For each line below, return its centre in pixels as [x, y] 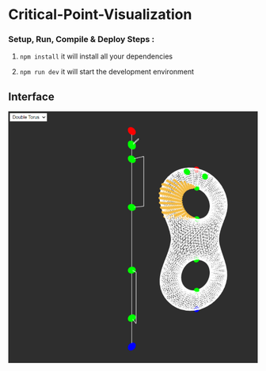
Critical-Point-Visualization [100, 15]
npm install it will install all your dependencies [96, 56]
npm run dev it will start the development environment [107, 72]
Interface [31, 97]
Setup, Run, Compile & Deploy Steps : [82, 40]
